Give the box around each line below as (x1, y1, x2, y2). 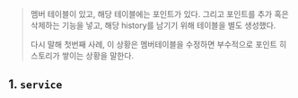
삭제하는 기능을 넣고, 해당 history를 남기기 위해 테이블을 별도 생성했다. (30, 20, 276, 31)
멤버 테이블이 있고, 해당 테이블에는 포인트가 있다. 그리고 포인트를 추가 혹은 (30, 9, 289, 19)
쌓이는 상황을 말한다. (61, 50, 135, 61)
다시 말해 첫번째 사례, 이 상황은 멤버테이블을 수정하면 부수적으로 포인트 (30, 40, 277, 49)
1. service (8, 76, 63, 93)
